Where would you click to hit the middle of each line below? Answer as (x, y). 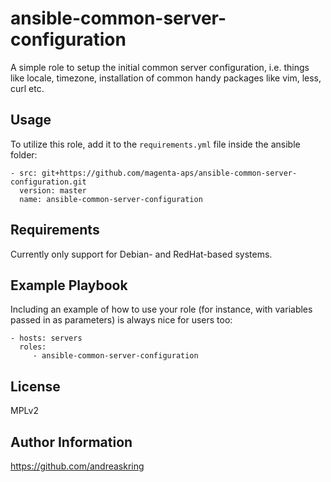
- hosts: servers (46, 338)
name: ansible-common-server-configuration (111, 199)
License (35, 386)
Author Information (71, 442)
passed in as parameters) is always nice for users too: (121, 320)
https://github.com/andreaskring (77, 466)
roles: (33, 347)
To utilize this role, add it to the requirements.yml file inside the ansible (155, 144)
